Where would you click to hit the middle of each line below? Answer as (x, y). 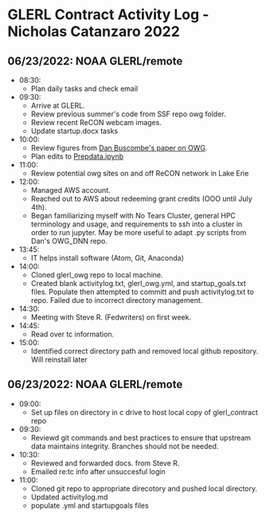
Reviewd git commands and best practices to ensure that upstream (141, 438)
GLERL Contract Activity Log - (108, 15)
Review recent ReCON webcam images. (96, 122)
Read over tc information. (72, 334)
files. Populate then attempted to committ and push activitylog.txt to (142, 292)
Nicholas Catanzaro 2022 (94, 31)
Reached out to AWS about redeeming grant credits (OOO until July (141, 198)
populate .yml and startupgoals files (90, 505)
